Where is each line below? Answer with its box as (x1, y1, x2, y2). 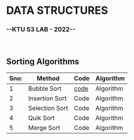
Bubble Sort (28, 84, 62, 93)
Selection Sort (28, 104, 69, 112)
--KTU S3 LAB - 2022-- (6, 25, 76, 34)
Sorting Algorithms (6, 56, 79, 66)
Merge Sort (28, 124, 60, 132)
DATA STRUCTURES (6, 4, 108, 17)
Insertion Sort (28, 94, 67, 103)
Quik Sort (28, 114, 55, 122)
